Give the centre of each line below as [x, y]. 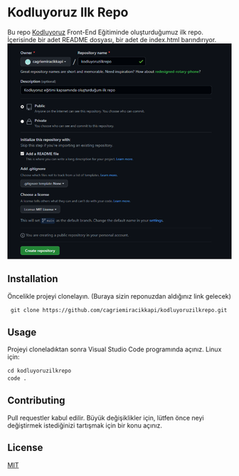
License [25, 448]
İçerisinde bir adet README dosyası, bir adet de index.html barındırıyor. [112, 39]
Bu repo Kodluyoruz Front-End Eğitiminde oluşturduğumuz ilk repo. [106, 32]
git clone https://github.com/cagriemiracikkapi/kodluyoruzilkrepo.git [119, 310]
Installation [33, 279]
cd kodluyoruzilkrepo [39, 371]
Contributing [36, 401]
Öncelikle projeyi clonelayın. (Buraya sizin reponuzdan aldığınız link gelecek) [119, 296]
